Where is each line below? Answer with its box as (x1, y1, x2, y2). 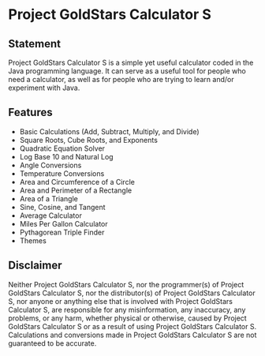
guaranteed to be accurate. (8, 338, 97, 348)
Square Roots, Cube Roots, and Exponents (19, 135, 158, 144)
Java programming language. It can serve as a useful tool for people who (8, 66, 246, 76)
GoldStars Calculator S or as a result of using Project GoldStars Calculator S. (8, 321, 257, 331)
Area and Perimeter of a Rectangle (19, 185, 132, 195)
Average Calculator (19, 211, 83, 220)
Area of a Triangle (19, 193, 79, 203)
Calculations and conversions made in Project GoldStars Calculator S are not (8, 330, 257, 339)
